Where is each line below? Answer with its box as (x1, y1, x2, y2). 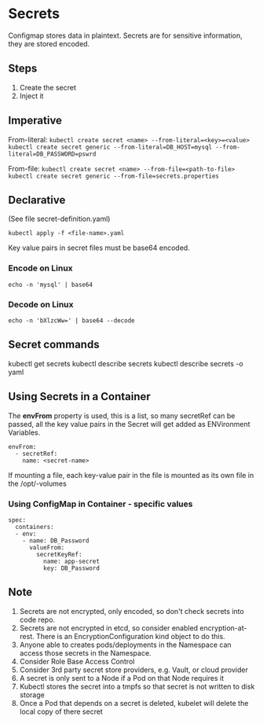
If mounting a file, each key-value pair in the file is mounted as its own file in (8, 470, 254, 480)
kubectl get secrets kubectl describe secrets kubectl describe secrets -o (8, 358, 243, 368)
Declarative (8, 193, 66, 207)
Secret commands (8, 338, 100, 351)
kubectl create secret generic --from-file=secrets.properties (8, 172, 220, 180)
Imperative (8, 114, 63, 127)
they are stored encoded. (8, 39, 90, 48)
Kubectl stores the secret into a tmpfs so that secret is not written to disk (19, 682, 255, 691)
